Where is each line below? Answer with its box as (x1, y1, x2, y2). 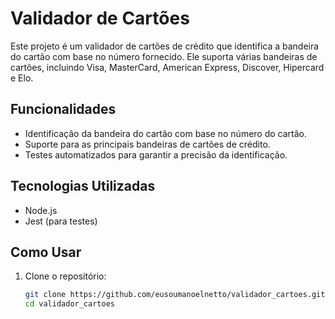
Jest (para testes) (24, 215, 98, 227)
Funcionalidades (10, 101, 117, 118)
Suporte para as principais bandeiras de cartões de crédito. (24, 138, 271, 150)
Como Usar (10, 243, 82, 261)
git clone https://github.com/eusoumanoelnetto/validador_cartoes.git (24, 290, 326, 300)
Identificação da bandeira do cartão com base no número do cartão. (24, 127, 307, 139)
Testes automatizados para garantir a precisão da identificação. (24, 148, 288, 161)
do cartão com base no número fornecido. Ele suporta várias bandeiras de (10, 50, 318, 62)
